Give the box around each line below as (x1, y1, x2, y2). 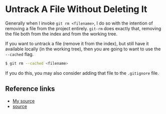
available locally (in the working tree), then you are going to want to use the (5, 46, 161, 52)
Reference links (5, 84, 55, 93)
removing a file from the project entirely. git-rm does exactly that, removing (5, 25, 161, 31)
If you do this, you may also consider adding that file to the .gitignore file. (5, 70, 159, 76)
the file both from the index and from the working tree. (5, 31, 118, 37)
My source (12, 98, 35, 104)
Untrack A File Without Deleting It (5, 4, 147, 15)
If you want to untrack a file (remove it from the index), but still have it (5, 40, 149, 46)
